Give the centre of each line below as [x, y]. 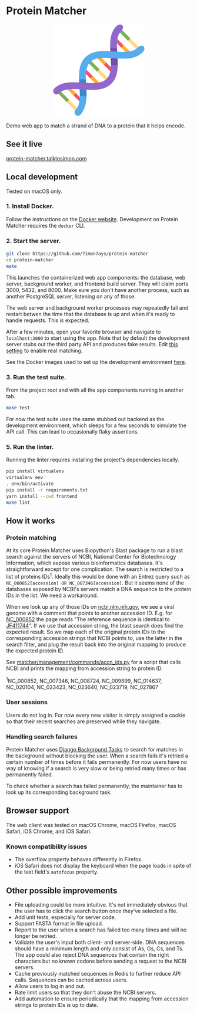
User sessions [27, 702]
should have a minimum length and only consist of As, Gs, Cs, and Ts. [99, 949]
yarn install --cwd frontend [42, 496]
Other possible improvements [62, 890]
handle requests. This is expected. [48, 320]
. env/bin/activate [30, 484]
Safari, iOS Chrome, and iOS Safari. [49, 831]
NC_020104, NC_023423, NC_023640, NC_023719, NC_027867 [82, 687]
